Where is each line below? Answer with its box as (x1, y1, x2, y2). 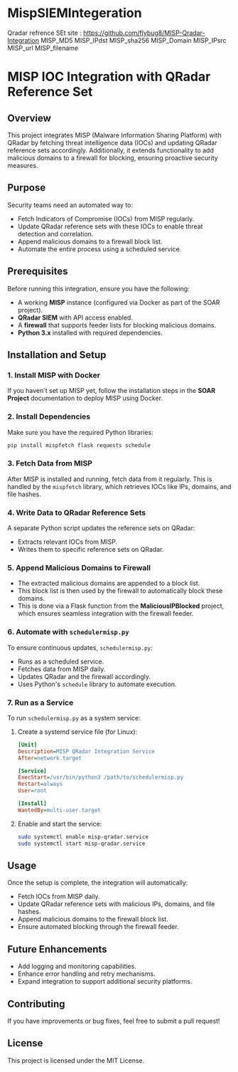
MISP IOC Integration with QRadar (7, 69, 211, 85)
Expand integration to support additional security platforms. (17, 977, 193, 986)
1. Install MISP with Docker (7, 370, 101, 380)
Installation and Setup (7, 349, 107, 361)
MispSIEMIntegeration (7, 5, 142, 21)
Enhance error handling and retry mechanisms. (17, 969, 156, 978)
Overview (7, 112, 52, 124)
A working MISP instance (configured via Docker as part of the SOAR (17, 298, 220, 307)
